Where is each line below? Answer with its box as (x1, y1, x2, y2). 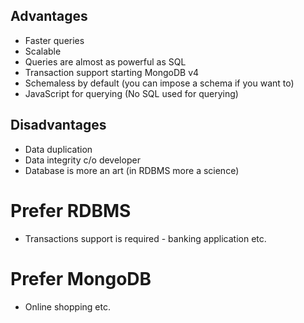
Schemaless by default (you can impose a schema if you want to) (24, 77, 295, 89)
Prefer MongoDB (10, 267, 152, 290)
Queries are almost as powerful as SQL (24, 55, 187, 68)
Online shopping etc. (24, 300, 111, 313)
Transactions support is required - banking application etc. (24, 232, 267, 244)
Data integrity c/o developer (24, 154, 141, 166)
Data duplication (24, 143, 93, 155)
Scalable (24, 45, 62, 57)
